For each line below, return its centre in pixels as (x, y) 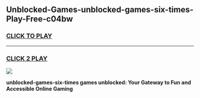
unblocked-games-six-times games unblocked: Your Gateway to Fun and (99, 82)
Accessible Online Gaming (40, 88)
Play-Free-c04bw (40, 19)
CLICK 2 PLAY (27, 58)
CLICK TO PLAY (29, 36)
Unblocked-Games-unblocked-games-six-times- (100, 10)
